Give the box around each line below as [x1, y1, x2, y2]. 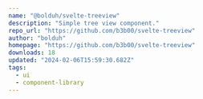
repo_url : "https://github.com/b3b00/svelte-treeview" [8, 26, 196, 34]
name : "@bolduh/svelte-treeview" [8, 11, 120, 20]
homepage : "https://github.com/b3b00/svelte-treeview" [8, 42, 196, 49]
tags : [8, 64, 26, 72]
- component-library [15, 78, 84, 86]
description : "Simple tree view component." [8, 19, 160, 27]
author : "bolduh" [8, 34, 67, 42]
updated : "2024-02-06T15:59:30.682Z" [8, 57, 135, 65]
